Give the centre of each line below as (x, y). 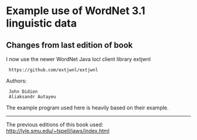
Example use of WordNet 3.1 (76, 11)
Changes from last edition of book (69, 45)
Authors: (16, 81)
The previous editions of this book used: (55, 124)
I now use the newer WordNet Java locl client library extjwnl (79, 59)
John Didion (23, 92)
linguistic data (42, 23)
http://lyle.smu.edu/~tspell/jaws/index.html (58, 131)
